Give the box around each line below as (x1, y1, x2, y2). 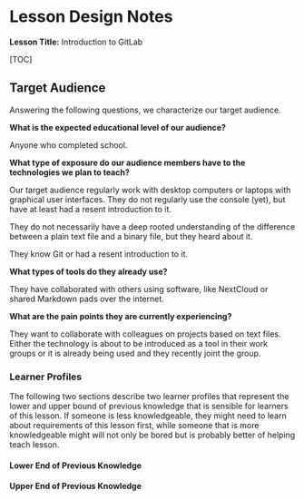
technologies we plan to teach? (9, 166, 130, 178)
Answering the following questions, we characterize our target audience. (9, 104, 281, 115)
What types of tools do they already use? (9, 266, 168, 277)
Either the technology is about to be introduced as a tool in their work (9, 338, 269, 348)
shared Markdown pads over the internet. (9, 293, 165, 304)
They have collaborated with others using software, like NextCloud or (9, 283, 269, 294)
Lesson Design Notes (9, 6, 173, 27)
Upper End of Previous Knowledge (9, 481, 142, 492)
